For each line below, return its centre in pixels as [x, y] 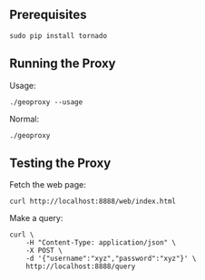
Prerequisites [48, 15]
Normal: [24, 119]
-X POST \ [44, 251]
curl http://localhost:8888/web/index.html [93, 202]
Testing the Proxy [60, 164]
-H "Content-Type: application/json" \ [101, 243]
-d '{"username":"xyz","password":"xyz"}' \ [111, 259]
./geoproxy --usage [46, 102]
